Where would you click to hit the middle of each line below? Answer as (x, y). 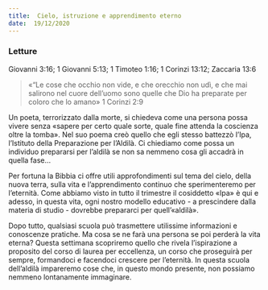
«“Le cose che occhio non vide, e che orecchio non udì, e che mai (138, 85)
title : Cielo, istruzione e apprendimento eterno (95, 16)
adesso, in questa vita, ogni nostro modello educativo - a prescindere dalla (132, 201)
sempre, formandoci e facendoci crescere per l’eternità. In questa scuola (129, 259)
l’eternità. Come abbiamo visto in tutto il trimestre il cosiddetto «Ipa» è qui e (134, 193)
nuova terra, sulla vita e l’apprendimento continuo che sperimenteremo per (132, 184)
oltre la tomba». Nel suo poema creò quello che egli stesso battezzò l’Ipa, (130, 135)
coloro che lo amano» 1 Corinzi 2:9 (85, 101)
